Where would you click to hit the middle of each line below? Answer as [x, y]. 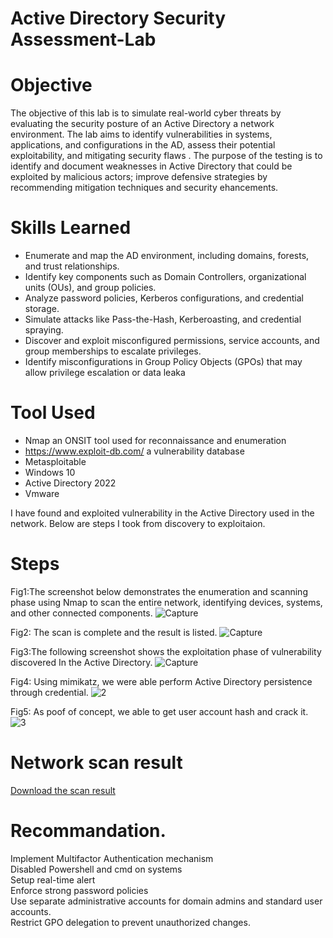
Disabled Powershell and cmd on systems [96, 869]
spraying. [44, 330]
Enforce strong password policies [79, 890]
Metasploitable [55, 461]
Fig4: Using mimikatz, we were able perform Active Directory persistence [161, 681]
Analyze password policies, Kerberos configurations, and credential [164, 298]
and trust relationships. [72, 266]
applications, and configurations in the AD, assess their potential [143, 145]
